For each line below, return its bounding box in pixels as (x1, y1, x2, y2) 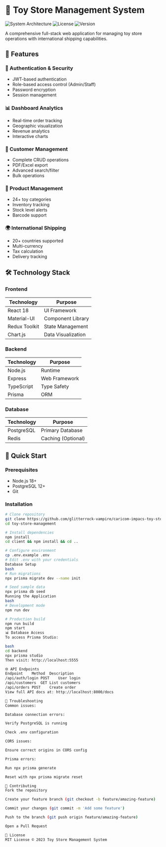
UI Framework (43, 307, 77, 313)
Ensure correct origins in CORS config (5, 748, 87, 753)
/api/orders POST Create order (5, 685, 77, 690)
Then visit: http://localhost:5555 (5, 658, 79, 663)
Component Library (43, 315, 89, 322)
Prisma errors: (5, 757, 37, 761)
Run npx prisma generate (5, 765, 56, 770)
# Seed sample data (5, 584, 45, 590)
